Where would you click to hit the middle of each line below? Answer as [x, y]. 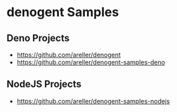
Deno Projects [38, 38]
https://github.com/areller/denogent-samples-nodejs [93, 101]
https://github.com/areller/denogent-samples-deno [91, 62]
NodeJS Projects [44, 84]
